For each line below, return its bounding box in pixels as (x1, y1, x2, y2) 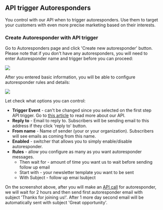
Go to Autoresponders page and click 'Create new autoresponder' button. (5, 45, 153, 51)
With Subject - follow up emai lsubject (19, 175, 96, 181)
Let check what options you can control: (5, 98, 86, 104)
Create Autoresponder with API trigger (5, 34, 98, 41)
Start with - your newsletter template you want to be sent (19, 170, 134, 175)
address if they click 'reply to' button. (12, 123, 87, 129)
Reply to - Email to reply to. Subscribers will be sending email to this (12, 118, 149, 124)
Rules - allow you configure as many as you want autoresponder (12, 149, 142, 155)
